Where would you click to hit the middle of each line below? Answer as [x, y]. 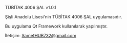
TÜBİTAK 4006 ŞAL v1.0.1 [31, 7]
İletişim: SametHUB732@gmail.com [41, 36]
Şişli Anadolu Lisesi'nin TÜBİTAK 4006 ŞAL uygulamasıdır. [63, 17]
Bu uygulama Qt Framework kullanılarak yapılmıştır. [56, 26]
